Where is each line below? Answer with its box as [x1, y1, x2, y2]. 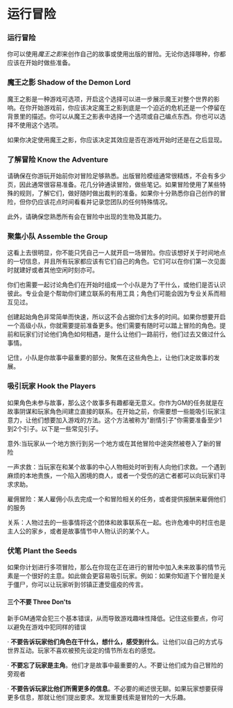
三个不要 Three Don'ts [7, 598, 71, 606]
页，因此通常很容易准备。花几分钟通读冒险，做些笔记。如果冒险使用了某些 [7, 180, 220, 189]
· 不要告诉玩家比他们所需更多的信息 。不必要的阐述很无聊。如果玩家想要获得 [7, 684, 223, 693]
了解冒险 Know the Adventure [7, 154, 109, 164]
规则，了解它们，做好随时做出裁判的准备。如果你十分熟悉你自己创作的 [19, 189, 220, 198]
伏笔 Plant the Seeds [7, 546, 78, 555]
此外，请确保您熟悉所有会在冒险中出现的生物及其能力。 [7, 212, 165, 221]
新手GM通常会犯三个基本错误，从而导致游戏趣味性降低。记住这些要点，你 [7, 614, 218, 623]
